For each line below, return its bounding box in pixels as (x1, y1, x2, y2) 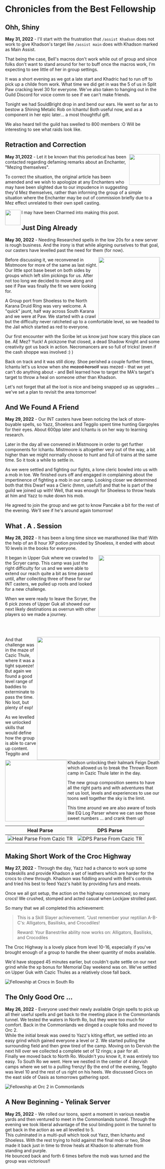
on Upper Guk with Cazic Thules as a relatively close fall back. (5, 969, 132, 975)
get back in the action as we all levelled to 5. (5, 1127, 95, 1133)
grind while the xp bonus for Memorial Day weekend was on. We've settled (5, 964, 157, 970)
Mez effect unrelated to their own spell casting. (5, 200, 101, 206)
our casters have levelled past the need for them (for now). (5, 247, 124, 253)
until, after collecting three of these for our (5, 576, 91, 582)
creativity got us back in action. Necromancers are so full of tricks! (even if (5, 343, 156, 350)
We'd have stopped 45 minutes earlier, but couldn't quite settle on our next (5, 959, 157, 965)
